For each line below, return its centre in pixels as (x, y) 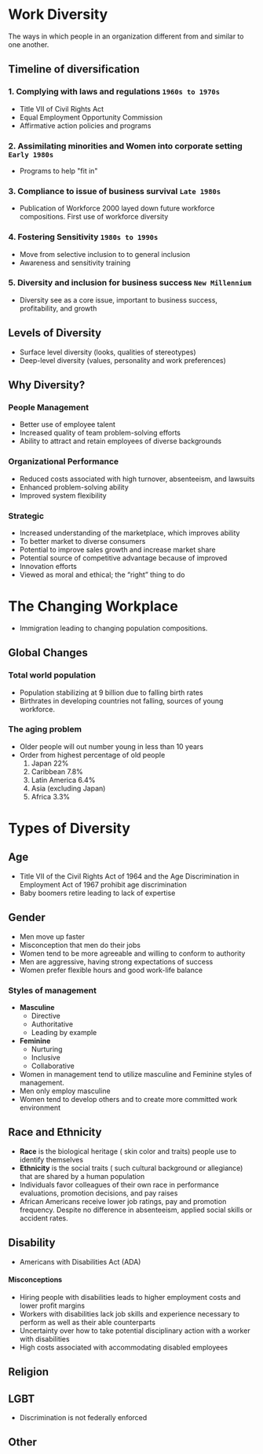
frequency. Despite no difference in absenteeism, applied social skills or (136, 1210)
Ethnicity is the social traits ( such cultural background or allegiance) (131, 1168)
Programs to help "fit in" (58, 171)
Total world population (52, 675)
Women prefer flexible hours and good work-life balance (111, 970)
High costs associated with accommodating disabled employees (124, 1347)
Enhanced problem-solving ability (74, 487)
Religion (29, 1372)
